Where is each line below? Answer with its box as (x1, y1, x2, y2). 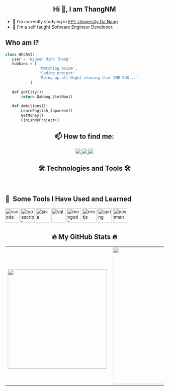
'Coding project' (39, 71, 75, 76)
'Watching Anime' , (39, 66, 78, 71)
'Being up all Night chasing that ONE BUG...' (39, 75, 138, 80)
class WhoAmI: (5, 52, 35, 57)
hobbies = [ (12, 61, 37, 66)
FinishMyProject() (21, 117, 59, 123)
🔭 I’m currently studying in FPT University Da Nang (12, 18, 118, 24)
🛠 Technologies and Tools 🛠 (38, 164, 131, 172)
